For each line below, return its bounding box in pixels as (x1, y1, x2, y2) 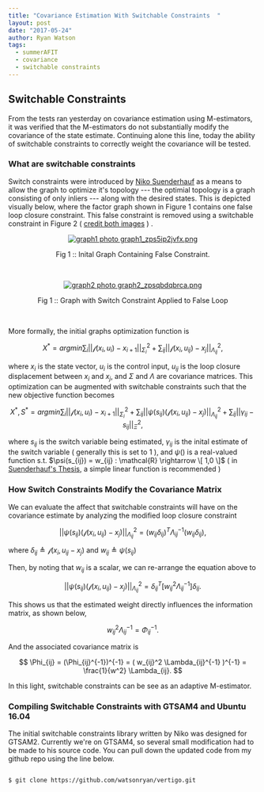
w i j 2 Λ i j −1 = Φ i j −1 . (106, 623, 160, 637)
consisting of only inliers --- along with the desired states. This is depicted (8, 193, 251, 203)
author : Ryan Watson (8, 33, 77, 42)
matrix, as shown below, (8, 608, 87, 618)
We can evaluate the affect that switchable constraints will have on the (8, 502, 239, 511)
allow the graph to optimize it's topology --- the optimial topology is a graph (8, 185, 255, 194)
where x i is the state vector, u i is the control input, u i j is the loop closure (8, 362, 241, 373)
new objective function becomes (8, 390, 115, 400)
